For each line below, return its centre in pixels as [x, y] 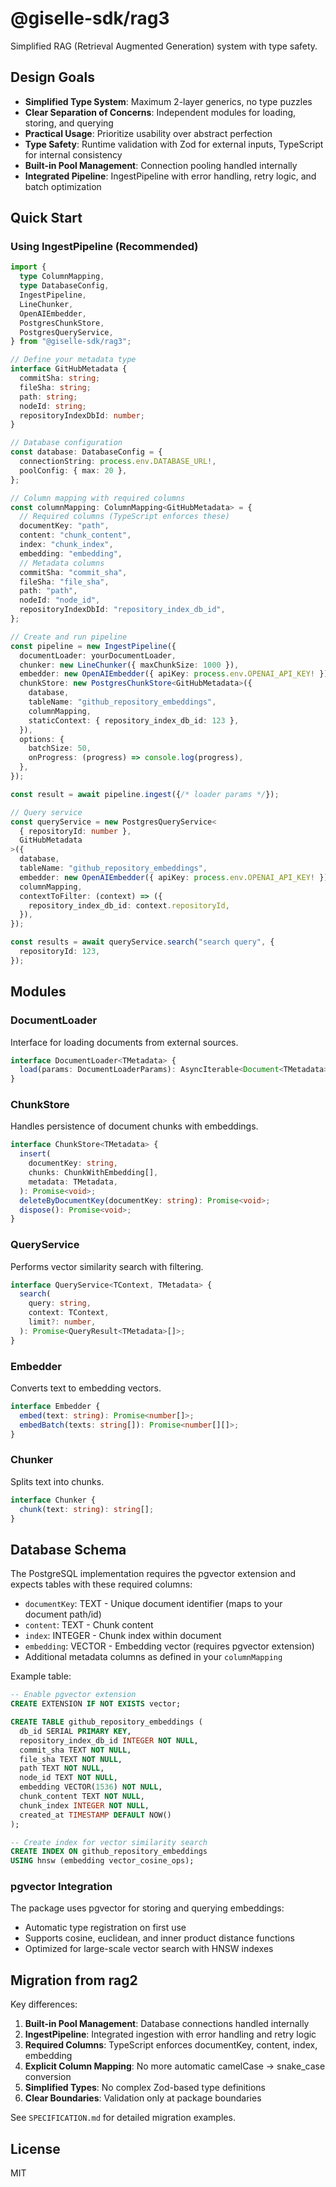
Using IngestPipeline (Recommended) [104, 247]
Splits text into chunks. [57, 1481]
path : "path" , [48, 591]
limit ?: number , [62, 1322]
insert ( [35, 1154]
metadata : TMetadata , [73, 1182]
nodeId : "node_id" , [60, 600]
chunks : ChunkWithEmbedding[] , [93, 1173]
